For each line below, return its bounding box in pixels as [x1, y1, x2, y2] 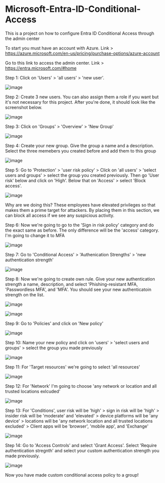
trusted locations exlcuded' [5, 388, 61, 394]
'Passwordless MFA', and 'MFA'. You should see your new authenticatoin [5, 286, 152, 292]
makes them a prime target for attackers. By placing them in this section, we [5, 207, 160, 213]
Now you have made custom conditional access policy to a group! [5, 472, 139, 478]
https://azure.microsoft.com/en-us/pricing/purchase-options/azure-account [5, 50, 160, 56]
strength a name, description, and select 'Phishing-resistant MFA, [5, 281, 138, 287]
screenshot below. [5, 104, 43, 110]
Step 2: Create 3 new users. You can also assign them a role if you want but [5, 94, 159, 100]
